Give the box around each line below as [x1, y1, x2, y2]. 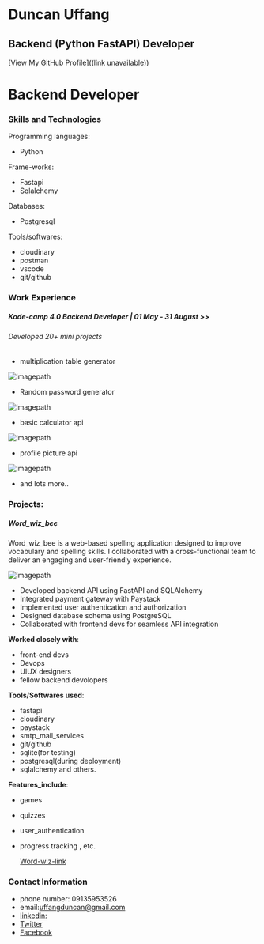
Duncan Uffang [8, 6, 110, 24]
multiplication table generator [19, 356, 116, 365]
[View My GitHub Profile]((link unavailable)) [8, 58, 149, 67]
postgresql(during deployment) [19, 756, 122, 765]
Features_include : [8, 780, 69, 789]
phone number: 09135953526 [19, 894, 117, 904]
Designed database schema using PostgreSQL [19, 610, 172, 620]
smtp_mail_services [19, 731, 85, 740]
